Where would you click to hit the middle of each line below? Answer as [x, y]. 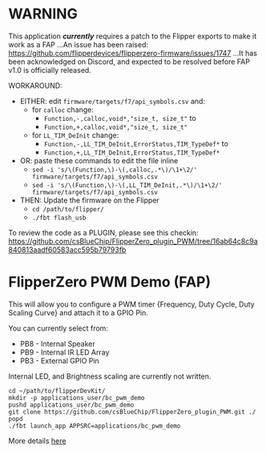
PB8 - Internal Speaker [57, 343]
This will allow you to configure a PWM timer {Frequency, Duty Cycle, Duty [131, 304]
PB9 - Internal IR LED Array [64, 352]
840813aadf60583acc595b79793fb [67, 250]
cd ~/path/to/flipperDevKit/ [57, 391]
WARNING [43, 14]
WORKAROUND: [35, 86]
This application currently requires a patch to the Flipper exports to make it [133, 36]
